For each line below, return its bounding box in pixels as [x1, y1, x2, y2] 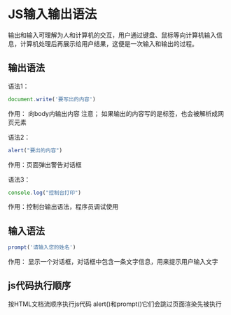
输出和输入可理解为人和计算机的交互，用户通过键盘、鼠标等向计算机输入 [8, 31, 216, 39]
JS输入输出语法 [8, 6, 97, 22]
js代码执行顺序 [8, 280, 71, 292]
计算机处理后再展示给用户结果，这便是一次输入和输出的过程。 [20, 39, 198, 47]
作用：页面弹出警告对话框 [8, 160, 82, 168]
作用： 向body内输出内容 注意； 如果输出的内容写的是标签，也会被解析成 [8, 109, 218, 117]
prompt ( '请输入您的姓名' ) [8, 244, 76, 251]
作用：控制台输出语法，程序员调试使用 [8, 203, 118, 211]
